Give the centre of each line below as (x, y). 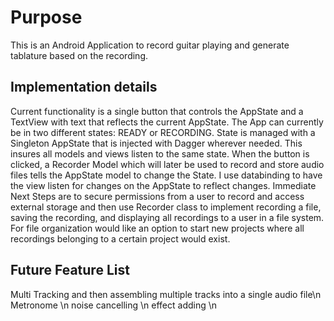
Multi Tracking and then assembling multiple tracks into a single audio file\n (166, 294)
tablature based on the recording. (79, 55)
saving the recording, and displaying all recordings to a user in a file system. (167, 217)
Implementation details (84, 87)
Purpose (46, 17)
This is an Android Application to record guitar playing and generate (150, 45)
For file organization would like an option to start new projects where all (157, 228)
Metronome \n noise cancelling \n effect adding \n (114, 305)
